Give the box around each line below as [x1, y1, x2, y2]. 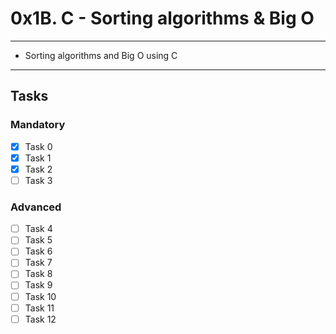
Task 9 [24, 279, 53, 291]
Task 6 [24, 245, 53, 257]
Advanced [10, 200, 62, 214]
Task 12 [24, 313, 57, 325]
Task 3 [24, 174, 53, 186]
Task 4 [24, 223, 53, 235]
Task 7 [24, 257, 53, 269]
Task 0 [24, 140, 53, 152]
